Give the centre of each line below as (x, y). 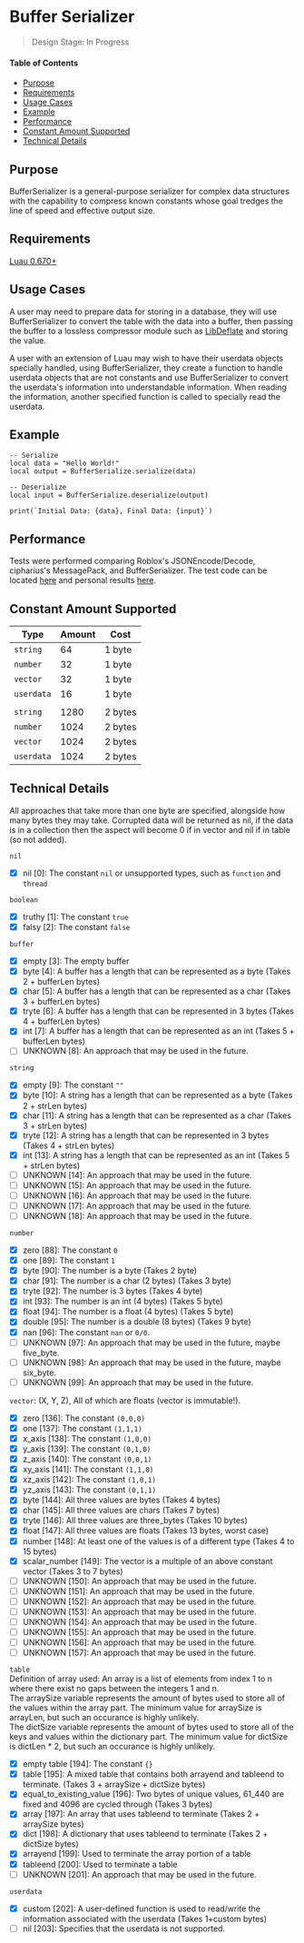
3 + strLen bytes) (55, 1125)
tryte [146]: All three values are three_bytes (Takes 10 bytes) (135, 1521)
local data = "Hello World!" (64, 464)
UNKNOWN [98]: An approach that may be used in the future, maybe (152, 1362)
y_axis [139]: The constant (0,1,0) (87, 1448)
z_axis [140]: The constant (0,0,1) (87, 1459)
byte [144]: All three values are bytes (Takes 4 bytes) (121, 1500)
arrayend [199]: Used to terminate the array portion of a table (137, 1854)
